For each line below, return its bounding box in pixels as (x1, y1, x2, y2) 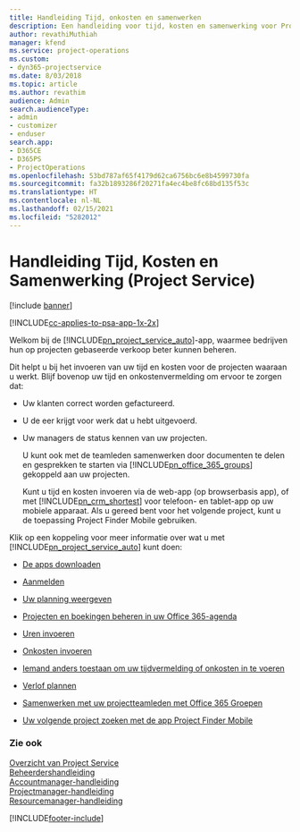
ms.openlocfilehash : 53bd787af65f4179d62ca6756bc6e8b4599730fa (9, 171, 250, 180)
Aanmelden (21, 576, 65, 587)
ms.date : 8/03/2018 (9, 72, 82, 81)
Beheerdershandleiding (9, 767, 96, 777)
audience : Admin (9, 96, 70, 106)
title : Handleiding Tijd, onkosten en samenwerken (9, 13, 202, 22)
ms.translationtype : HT (9, 188, 98, 197)
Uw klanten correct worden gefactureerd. (21, 397, 176, 408)
